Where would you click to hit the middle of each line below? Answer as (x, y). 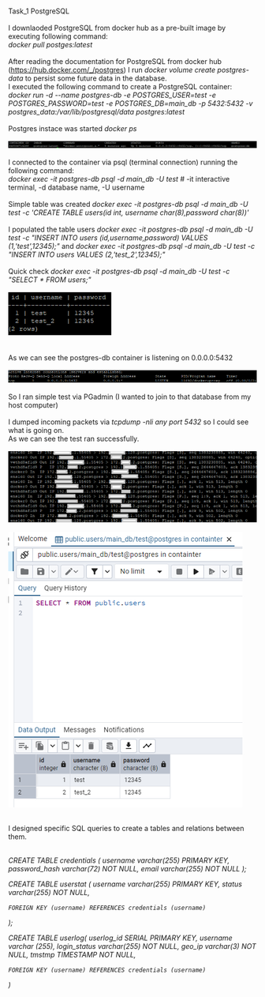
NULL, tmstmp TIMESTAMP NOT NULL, (72, 955)
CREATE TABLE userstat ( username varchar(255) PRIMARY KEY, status (125, 884)
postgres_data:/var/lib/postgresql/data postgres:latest (97, 112)
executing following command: (58, 36)
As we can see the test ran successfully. (74, 438)
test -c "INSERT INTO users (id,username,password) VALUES (108, 238)
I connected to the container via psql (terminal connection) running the (123, 162)
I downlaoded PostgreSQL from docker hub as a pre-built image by (117, 28)
